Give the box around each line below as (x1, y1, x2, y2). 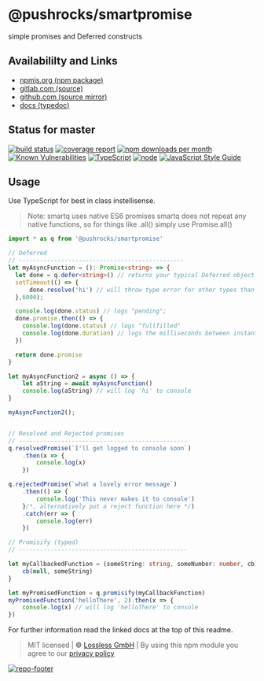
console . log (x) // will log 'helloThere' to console (22, 604, 199, 612)
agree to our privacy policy (27, 649, 115, 658)
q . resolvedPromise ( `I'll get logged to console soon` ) (8, 444, 192, 452)
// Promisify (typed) (8, 539, 79, 546)
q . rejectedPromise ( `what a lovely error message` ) (8, 480, 178, 489)
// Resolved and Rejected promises (8, 429, 125, 438)
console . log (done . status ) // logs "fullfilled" (22, 322, 181, 330)
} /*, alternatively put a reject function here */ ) (22, 502, 195, 510)
